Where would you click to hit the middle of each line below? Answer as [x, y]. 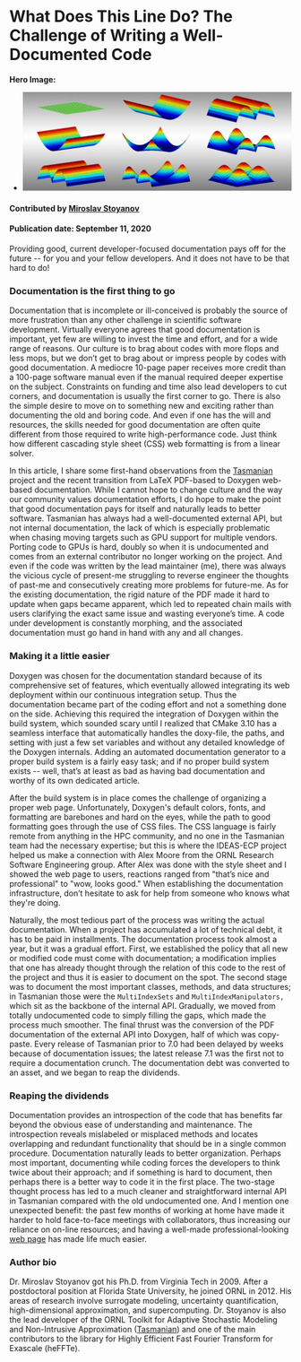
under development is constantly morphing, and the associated [126, 623]
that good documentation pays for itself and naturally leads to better [135, 509]
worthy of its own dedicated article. [75, 780]
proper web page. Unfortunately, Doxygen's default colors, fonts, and [138, 807]
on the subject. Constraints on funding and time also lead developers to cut [148, 386]
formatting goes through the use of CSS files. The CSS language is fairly [143, 826]
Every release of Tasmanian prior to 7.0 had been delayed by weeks [159, 1044]
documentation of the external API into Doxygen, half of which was [133, 1034]
